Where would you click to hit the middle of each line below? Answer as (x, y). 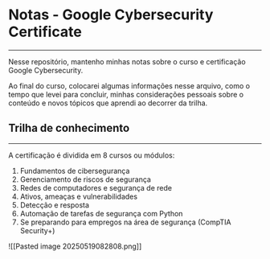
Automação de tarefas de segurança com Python (101, 213)
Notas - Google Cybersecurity (111, 15)
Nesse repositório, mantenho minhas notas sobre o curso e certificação (127, 61)
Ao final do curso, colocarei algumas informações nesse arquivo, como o (129, 85)
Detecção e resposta (55, 205)
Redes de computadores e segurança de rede (96, 187)
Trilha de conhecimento (69, 128)
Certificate (45, 32)
